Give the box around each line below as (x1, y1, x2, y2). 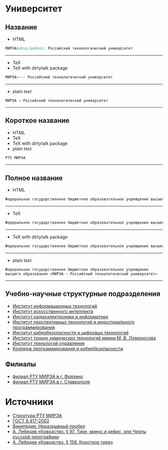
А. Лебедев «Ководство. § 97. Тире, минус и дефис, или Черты (12, 428, 146, 434)
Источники (5, 396, 53, 407)
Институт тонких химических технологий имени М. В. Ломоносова (12, 335, 156, 341)
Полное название (5, 174, 63, 182)
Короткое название (5, 116, 70, 125)
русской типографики (12, 434, 59, 440)
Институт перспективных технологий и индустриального (12, 319, 135, 325)
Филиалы (5, 360, 36, 368)
